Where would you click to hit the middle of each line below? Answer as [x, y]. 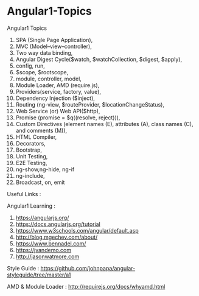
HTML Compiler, [36, 137]
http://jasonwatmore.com [47, 256]
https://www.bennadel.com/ [51, 243]
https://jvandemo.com [44, 250]
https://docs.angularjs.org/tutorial [58, 224]
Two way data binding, [44, 52]
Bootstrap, [29, 150]
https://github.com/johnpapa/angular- [88, 268]
